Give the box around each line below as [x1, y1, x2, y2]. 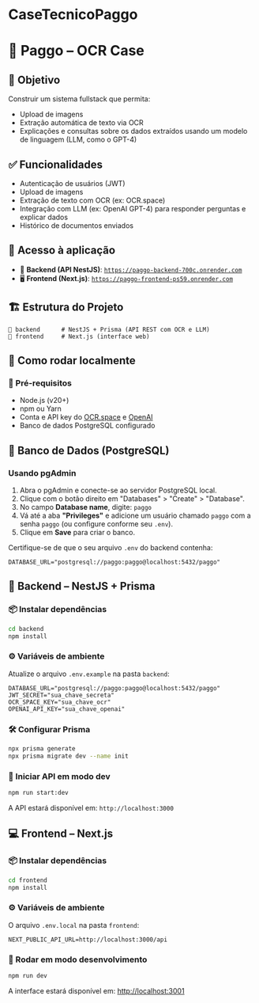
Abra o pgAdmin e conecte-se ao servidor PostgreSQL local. [19, 485, 217, 495]
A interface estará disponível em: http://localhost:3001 [8, 986, 185, 995]
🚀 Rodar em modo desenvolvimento [8, 954, 148, 965]
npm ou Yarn [19, 404, 62, 413]
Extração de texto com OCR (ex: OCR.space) [19, 196, 166, 205]
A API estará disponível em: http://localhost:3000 [8, 803, 174, 812]
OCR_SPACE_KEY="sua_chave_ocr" [8, 698, 111, 706]
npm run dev [8, 971, 47, 979]
